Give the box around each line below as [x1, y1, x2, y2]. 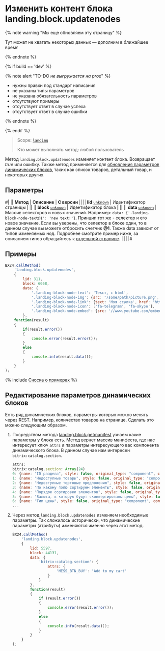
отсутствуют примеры [12, 98, 60, 104]
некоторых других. [5, 171, 45, 177]
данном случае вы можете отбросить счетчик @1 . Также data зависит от [5, 225, 159, 231]
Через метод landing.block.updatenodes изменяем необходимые [12, 512, 149, 518]
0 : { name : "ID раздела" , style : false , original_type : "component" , [12, 471, 156, 477]
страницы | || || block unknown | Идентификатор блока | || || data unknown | [5, 204, 157, 210]
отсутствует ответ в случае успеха [12, 103, 86, 109]
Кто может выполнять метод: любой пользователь [17, 146, 124, 152]
